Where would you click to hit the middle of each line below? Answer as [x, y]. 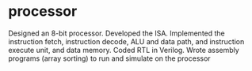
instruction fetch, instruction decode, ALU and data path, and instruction [126, 41]
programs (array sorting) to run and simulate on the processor [110, 58]
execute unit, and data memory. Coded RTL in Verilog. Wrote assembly [124, 50]
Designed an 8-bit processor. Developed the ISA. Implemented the [117, 33]
